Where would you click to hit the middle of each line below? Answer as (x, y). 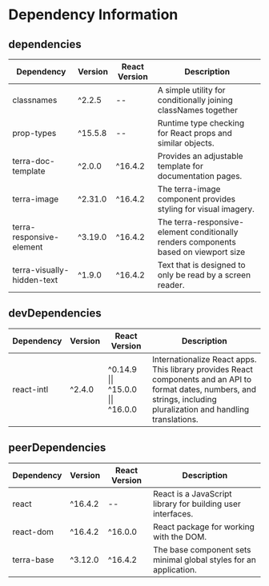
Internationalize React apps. (205, 359)
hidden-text (35, 280)
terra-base (33, 560)
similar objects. (186, 143)
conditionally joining (195, 100)
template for (181, 166)
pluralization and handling (201, 409)
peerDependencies (57, 448)
